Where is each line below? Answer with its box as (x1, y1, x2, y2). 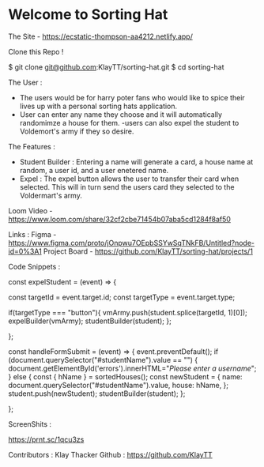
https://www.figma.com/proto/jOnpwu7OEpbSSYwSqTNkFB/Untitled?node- (8, 238, 255, 247)
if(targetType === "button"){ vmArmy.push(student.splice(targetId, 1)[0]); (8, 307, 247, 317)
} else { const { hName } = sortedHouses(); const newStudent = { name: (8, 371, 243, 381)
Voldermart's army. (19, 190, 83, 200)
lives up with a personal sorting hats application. (19, 101, 178, 111)
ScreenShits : (8, 419, 52, 428)
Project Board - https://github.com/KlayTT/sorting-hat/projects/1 (43, 247, 253, 256)
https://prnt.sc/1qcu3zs (8, 435, 85, 444)
